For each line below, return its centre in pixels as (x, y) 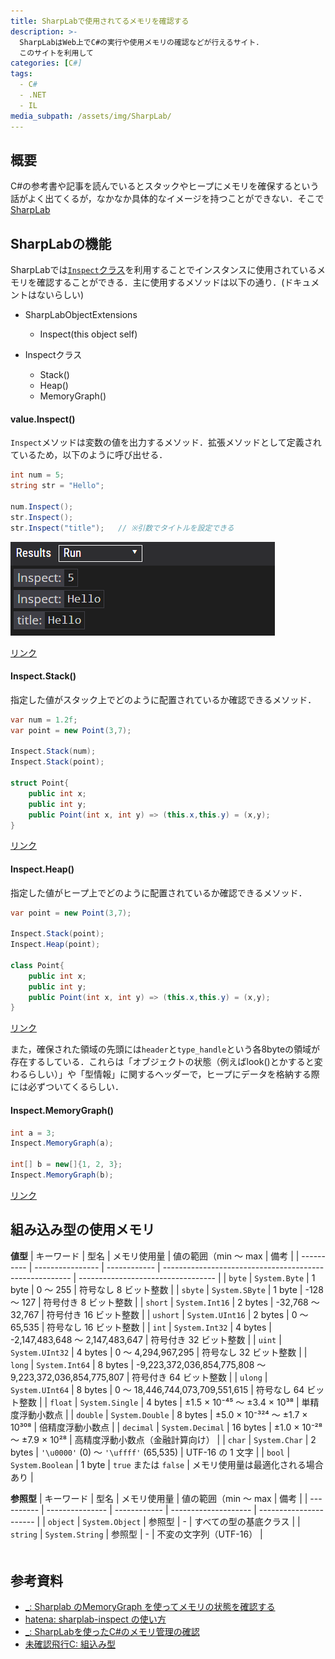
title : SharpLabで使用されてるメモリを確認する (100, 21)
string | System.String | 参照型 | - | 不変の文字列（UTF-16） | (136, 1534)
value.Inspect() (43, 419)
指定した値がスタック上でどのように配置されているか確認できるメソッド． (163, 699)
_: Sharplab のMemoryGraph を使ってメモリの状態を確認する (150, 1607)
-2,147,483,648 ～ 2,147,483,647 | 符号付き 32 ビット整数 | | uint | (146, 1339)
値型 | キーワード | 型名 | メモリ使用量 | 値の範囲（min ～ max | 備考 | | (155, 1256)
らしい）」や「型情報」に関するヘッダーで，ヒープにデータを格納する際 (173, 1074)
